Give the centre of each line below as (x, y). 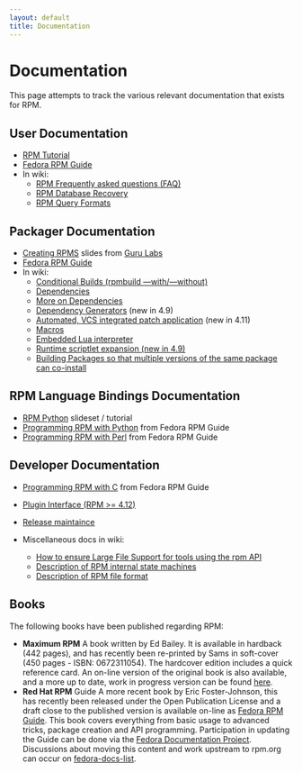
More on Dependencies (79, 301)
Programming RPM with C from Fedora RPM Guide (115, 486)
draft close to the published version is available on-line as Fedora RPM (153, 710)
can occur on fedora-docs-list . (79, 758)
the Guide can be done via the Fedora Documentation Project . (137, 739)
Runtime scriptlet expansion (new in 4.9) (111, 349)
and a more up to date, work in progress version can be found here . (147, 682)
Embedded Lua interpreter (84, 340)
